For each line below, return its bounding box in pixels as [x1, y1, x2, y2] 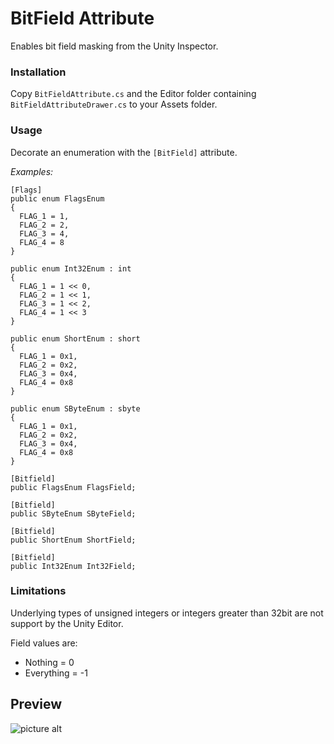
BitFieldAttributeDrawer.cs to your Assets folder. [10, 98, 218, 111]
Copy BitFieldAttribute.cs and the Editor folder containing [10, 88, 257, 100]
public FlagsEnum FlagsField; [10, 482, 137, 492]
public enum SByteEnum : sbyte [10, 403, 141, 414]
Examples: [10, 165, 54, 177]
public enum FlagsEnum [10, 193, 105, 204]
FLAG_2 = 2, [19, 220, 70, 230]
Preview [10, 696, 63, 713]
